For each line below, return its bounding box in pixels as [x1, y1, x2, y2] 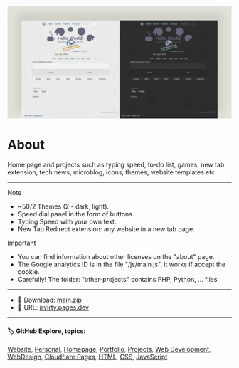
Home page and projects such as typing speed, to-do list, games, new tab [7, 160, 225, 169]
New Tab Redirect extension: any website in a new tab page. [17, 224, 196, 233]
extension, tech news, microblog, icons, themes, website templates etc [7, 167, 216, 177]
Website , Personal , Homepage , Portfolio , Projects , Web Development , [7, 345, 211, 354]
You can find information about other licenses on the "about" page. [17, 252, 215, 261]
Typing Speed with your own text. [17, 217, 117, 226]
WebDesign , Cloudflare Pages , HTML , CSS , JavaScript [7, 352, 168, 362]
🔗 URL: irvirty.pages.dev [17, 303, 90, 312]
